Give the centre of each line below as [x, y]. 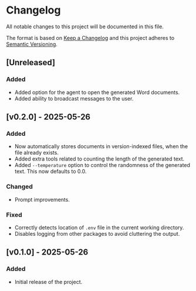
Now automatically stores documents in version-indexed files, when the [101, 146]
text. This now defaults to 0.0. [50, 172]
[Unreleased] [31, 63]
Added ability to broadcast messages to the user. [74, 98]
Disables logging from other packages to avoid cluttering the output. [97, 233]
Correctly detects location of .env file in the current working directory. [99, 228]
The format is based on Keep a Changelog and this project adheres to [90, 38]
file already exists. [36, 153]
